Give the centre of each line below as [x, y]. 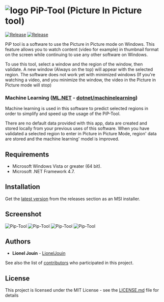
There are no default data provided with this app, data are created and [76, 123]
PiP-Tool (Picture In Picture [86, 11]
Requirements [27, 154]
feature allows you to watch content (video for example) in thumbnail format [82, 49]
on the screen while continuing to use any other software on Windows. [77, 55]
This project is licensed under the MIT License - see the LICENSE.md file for [82, 290]
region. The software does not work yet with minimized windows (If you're [80, 74]
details [12, 296]
